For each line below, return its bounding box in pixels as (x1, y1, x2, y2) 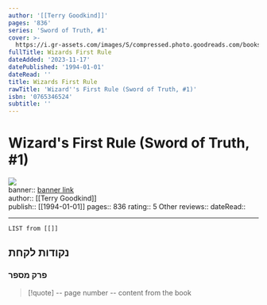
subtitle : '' (8, 100, 52, 108)
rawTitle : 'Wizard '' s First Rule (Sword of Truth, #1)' (8, 85, 197, 93)
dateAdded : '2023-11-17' (8, 56, 91, 64)
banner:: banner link (8, 185, 74, 195)
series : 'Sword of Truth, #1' (8, 26, 109, 34)
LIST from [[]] (8, 225, 59, 233)
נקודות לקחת (8, 246, 70, 260)
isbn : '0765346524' (8, 93, 73, 101)
